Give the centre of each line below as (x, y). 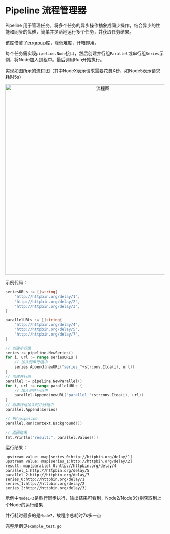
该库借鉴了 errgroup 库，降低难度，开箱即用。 (52, 42)
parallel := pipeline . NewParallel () (44, 381)
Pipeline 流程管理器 (46, 10)
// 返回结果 (16, 432)
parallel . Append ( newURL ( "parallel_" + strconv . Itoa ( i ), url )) (79, 395)
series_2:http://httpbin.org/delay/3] (46, 488)
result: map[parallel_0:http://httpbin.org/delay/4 (61, 466)
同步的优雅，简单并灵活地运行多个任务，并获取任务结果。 (74, 31)
